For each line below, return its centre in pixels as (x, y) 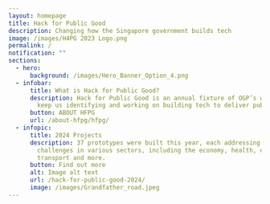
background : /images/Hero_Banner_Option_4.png (109, 75)
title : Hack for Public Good (57, 23)
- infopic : (34, 128)
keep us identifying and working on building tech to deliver (143, 105)
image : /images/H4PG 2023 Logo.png (68, 38)
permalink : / (30, 46)
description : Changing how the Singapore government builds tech (120, 31)
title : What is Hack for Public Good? (94, 90)
